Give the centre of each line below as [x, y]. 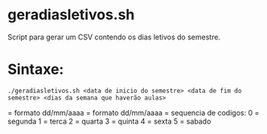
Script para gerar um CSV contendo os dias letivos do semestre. [114, 37]
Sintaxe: [36, 69]
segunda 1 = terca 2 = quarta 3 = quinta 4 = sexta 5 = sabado [109, 121]
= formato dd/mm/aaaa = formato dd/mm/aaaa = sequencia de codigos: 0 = [133, 112]
